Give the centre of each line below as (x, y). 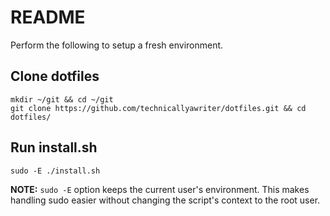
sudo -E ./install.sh (55, 171)
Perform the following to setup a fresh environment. (117, 45)
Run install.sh (54, 147)
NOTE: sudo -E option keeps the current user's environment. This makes (160, 189)
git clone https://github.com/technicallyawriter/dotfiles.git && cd (158, 108)
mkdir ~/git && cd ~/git (62, 99)
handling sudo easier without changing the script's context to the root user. (165, 200)
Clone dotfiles (55, 76)
